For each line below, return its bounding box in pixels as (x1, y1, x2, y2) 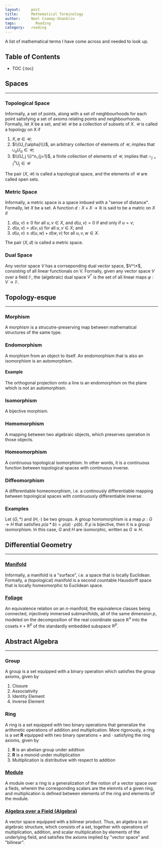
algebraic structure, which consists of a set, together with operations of (5, 824, 148, 830)
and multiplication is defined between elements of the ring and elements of (5, 790, 155, 796)
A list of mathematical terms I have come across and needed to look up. (5, 38, 149, 44)
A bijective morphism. (5, 408, 49, 414)
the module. (5, 796, 29, 801)
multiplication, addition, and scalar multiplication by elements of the (5, 829, 140, 835)
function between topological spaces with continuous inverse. (5, 465, 130, 470)
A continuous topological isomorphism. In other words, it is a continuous (5, 460, 149, 466)
